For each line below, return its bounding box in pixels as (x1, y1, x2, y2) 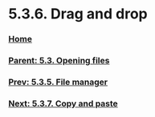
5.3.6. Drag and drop (8, 5, 148, 23)
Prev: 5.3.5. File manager (8, 76, 108, 87)
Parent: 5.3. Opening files (8, 55, 110, 67)
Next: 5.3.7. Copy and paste (8, 98, 118, 109)
